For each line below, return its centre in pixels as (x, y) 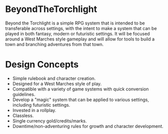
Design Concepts (42, 65)
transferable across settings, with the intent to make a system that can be (81, 28)
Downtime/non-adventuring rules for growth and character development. (88, 126)
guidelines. (24, 94)
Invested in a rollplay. (34, 110)
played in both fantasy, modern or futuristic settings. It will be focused (78, 33)
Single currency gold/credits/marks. (50, 120)
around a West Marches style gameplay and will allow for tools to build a (80, 39)
